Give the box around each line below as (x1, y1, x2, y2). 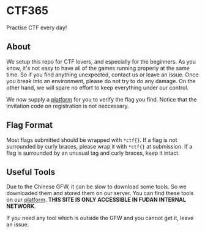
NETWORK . (6, 202, 36, 210)
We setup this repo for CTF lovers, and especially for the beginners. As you (6, 57, 196, 65)
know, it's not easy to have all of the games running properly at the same (6, 64, 190, 72)
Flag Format (6, 120, 53, 130)
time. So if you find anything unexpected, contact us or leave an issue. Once (6, 71, 199, 78)
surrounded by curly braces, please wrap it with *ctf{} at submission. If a (6, 142, 193, 150)
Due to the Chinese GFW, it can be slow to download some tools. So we (6, 183, 187, 190)
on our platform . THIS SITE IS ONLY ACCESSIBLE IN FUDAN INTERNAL (6, 196, 187, 204)
